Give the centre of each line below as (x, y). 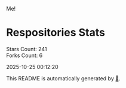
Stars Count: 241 (27, 49)
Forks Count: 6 (24, 55)
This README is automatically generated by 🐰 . (63, 78)
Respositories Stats (56, 33)
